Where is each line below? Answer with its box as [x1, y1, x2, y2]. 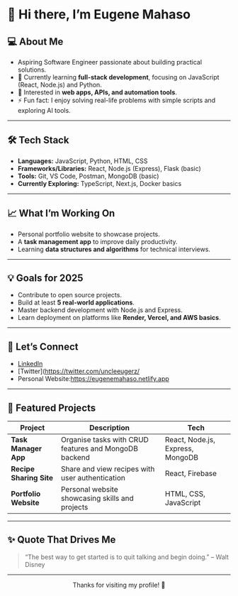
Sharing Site [11, 473, 54, 483]
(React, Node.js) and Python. [17, 81, 103, 89]
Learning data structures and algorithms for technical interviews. [17, 245, 211, 253]
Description [89, 423, 130, 433]
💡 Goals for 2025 [7, 272, 84, 285]
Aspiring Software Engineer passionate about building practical [17, 58, 203, 66]
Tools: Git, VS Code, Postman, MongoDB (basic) [17, 172, 159, 180]
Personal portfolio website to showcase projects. [17, 230, 161, 238]
